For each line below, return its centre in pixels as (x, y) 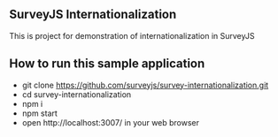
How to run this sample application (107, 64)
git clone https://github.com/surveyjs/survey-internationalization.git (145, 85)
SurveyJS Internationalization (93, 15)
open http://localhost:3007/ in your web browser (111, 122)
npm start (39, 113)
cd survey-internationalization (77, 94)
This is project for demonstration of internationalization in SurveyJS (132, 35)
